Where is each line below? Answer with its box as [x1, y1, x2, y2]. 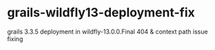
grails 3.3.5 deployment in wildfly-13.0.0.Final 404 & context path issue [7, 27, 208, 36]
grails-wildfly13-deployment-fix [7, 5, 195, 21]
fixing [7, 34, 23, 42]
